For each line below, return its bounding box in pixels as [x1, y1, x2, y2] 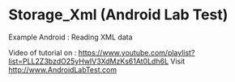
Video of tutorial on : [8, 47, 77, 57]
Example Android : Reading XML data [8, 32, 133, 42]
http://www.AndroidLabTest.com [8, 64, 117, 74]
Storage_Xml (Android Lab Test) [8, 6, 229, 24]
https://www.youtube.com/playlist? [78, 47, 195, 57]
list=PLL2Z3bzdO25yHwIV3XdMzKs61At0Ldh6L [8, 56, 169, 66]
